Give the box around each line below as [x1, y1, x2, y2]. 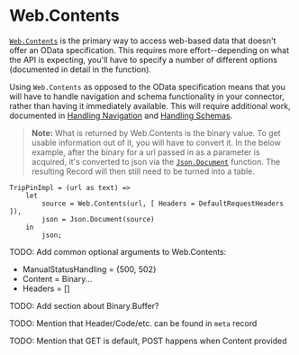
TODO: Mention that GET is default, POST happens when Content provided [9, 335, 287, 346]
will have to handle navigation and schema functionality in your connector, [9, 91, 285, 102]
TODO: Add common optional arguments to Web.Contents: [9, 246, 227, 257]
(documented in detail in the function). [9, 64, 151, 75]
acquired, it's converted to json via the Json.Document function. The [31, 156, 281, 167]
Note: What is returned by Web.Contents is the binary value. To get [31, 127, 281, 138]
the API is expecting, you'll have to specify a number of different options [9, 54, 277, 65]
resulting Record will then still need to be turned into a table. [31, 166, 255, 177]
